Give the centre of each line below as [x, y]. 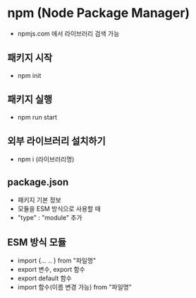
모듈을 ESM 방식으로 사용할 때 [59, 209]
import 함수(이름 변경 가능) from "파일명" [74, 287]
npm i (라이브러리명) [46, 159]
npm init [29, 75]
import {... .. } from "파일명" [57, 260]
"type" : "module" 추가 [50, 218]
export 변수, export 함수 [51, 269]
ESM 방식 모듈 [37, 242]
